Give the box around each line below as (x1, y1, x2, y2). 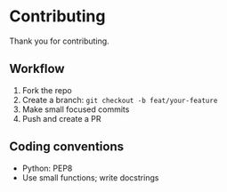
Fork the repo (21, 84, 73, 95)
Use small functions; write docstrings (21, 172, 159, 183)
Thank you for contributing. (9, 36, 109, 46)
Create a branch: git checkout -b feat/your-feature (21, 94, 218, 105)
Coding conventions (9, 140, 125, 155)
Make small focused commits (21, 104, 130, 115)
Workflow (9, 61, 65, 76)
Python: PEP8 (21, 163, 73, 173)
